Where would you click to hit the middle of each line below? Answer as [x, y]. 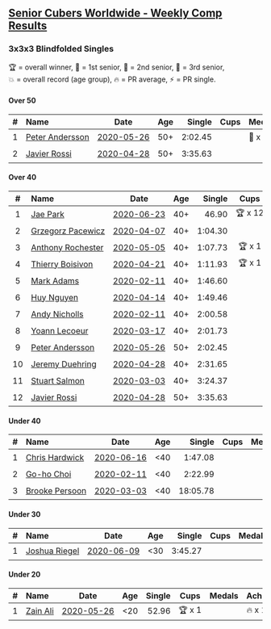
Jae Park [48, 214]
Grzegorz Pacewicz [68, 231]
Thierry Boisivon [62, 264]
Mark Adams [55, 280]
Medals [224, 595]
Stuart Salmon [58, 380]
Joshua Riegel [52, 551]
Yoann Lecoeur [60, 330]
